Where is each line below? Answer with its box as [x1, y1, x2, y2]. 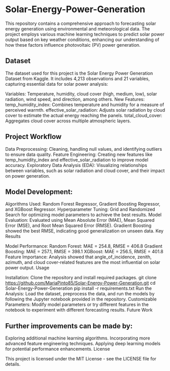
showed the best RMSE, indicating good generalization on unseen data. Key [5, 228, 164, 234]
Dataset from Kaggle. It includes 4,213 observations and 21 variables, [5, 75, 150, 82]
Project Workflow [5, 132, 62, 141]
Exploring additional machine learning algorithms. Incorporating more [5, 335, 151, 341]
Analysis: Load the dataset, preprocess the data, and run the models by [5, 291, 155, 297]
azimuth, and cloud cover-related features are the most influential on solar [5, 259, 161, 265]
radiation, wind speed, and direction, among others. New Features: [5, 96, 145, 102]
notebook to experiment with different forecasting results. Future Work [5, 307, 153, 313]
